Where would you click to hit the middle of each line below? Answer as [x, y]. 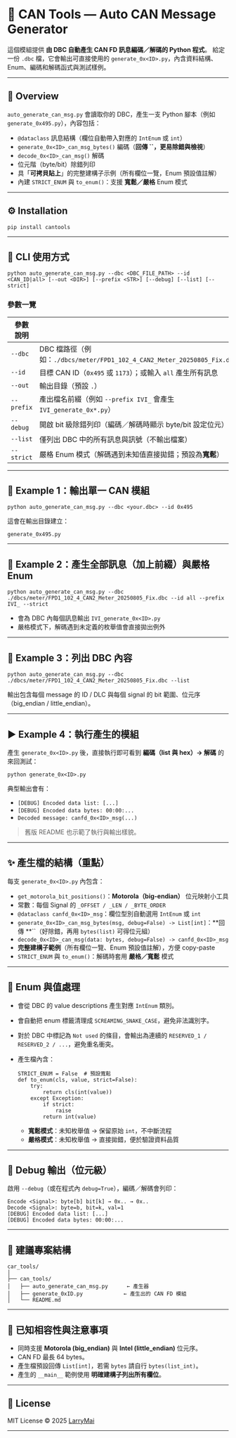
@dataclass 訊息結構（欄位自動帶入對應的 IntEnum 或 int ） [101, 138]
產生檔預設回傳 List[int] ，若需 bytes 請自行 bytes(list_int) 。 [110, 1366]
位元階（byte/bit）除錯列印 [57, 164]
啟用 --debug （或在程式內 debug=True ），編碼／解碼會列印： [93, 1188]
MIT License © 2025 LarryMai [51, 1420]
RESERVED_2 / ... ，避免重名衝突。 [67, 1044]
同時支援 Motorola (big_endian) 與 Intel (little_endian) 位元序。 [110, 1348]
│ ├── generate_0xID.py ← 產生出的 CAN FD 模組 [97, 1294]
